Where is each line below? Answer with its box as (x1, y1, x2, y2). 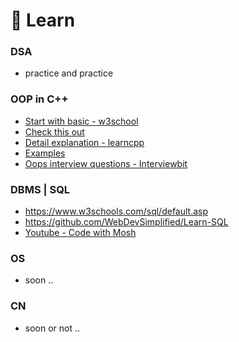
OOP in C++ (10, 92, 69, 106)
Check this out (24, 125, 85, 138)
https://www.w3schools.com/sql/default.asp (24, 205, 209, 218)
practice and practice (24, 67, 114, 79)
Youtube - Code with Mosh (24, 227, 137, 239)
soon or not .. (24, 322, 81, 334)
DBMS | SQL (10, 182, 71, 196)
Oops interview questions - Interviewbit (24, 157, 188, 169)
